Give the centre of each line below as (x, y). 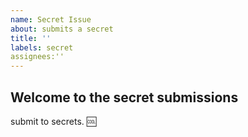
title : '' (31, 38)
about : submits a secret (62, 29)
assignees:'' (37, 57)
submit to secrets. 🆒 (53, 121)
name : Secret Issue (51, 19)
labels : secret (42, 47)
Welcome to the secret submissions (124, 97)
